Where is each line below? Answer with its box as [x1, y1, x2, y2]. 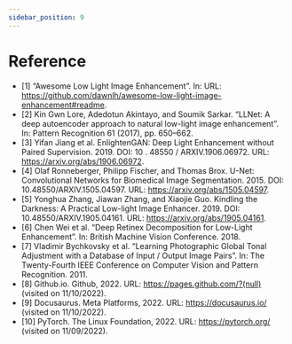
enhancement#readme [20, 99, 106, 110]
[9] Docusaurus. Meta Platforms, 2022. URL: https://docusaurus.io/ [20, 297, 267, 308]
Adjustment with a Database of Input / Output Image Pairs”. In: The [20, 250, 265, 261]
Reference [8, 51, 86, 71]
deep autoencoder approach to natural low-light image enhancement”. [20, 118, 279, 129]
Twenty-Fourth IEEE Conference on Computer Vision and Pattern [20, 259, 259, 270]
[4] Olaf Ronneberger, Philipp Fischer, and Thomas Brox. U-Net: [20, 165, 255, 176]
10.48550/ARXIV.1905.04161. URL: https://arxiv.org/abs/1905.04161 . [20, 212, 267, 223]
